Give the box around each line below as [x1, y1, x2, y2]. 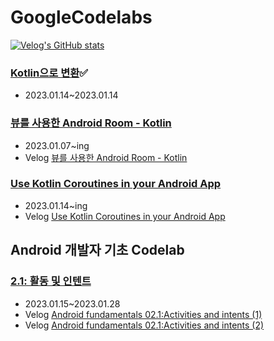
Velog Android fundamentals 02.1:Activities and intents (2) [24, 319, 265, 331]
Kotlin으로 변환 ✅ [10, 66, 89, 80]
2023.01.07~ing [24, 139, 90, 151]
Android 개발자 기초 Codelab [10, 242, 185, 259]
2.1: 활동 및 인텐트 [10, 274, 92, 288]
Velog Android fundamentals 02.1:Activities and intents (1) [24, 308, 263, 320]
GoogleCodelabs [10, 6, 153, 29]
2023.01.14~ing [24, 199, 88, 211]
